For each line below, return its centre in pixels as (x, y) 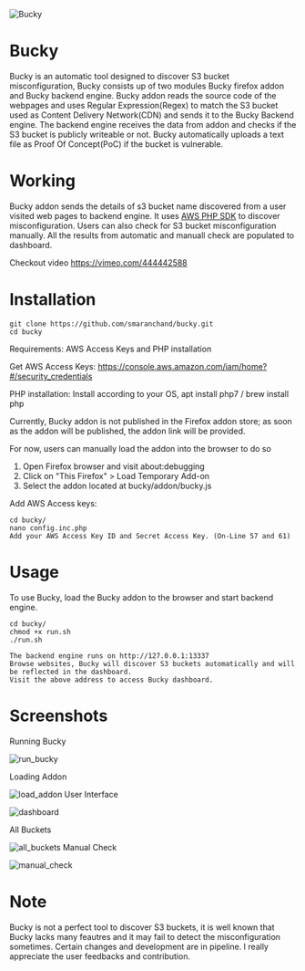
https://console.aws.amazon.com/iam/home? (183, 366)
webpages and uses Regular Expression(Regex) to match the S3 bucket (144, 105)
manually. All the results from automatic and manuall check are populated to (152, 235)
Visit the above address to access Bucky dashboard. (112, 680)
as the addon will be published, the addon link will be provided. (127, 431)
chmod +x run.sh (40, 632)
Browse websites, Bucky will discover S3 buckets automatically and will (152, 663)
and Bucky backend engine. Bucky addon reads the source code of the (143, 95)
